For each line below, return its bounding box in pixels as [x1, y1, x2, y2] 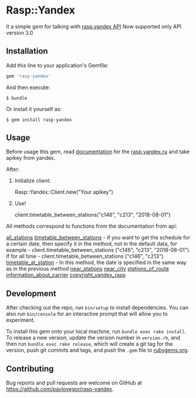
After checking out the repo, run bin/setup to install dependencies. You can [6, 304, 189, 311]
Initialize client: [14, 177, 51, 184]
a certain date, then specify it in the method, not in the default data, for [6, 240, 178, 247]
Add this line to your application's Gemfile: [6, 62, 109, 69]
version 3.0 [6, 29, 33, 36]
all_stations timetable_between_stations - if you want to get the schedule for [6, 234, 191, 241]
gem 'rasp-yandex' [6, 73, 51, 79]
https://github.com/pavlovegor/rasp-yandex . [6, 386, 114, 393]
